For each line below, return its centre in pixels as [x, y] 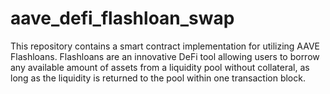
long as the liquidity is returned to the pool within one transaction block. [158, 78]
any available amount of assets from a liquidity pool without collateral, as [160, 67]
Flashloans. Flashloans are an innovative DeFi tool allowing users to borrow [165, 56]
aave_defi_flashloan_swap [122, 18]
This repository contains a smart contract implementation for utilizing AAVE [165, 46]
